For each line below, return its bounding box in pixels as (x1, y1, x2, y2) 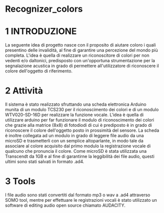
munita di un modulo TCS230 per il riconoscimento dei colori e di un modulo (5, 107, 159, 113)
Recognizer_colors (5, 3, 83, 15)
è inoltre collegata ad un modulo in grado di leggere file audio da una (5, 133, 144, 139)
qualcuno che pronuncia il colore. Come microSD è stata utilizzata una (5, 148, 147, 154)
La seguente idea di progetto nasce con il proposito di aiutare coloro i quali (5, 42, 156, 48)
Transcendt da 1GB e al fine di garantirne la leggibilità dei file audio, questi (5, 153, 155, 160)
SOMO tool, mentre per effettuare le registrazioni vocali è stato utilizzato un (5, 197, 158, 203)
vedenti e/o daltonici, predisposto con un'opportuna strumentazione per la (5, 58, 155, 64)
